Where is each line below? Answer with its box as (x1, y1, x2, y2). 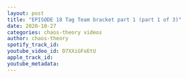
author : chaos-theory (7, 35, 69, 42)
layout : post (7, 9, 44, 17)
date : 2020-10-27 (7, 22, 57, 29)
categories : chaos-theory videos (7, 28, 103, 36)
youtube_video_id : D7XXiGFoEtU (7, 48, 96, 55)
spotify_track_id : (7, 41, 59, 48)
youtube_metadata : (7, 60, 59, 67)
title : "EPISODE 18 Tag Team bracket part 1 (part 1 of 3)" (7, 16, 183, 23)
